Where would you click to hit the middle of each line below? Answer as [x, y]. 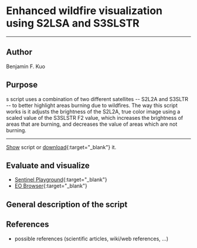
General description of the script [67, 204]
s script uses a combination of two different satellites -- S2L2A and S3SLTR [97, 99]
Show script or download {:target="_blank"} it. [61, 147]
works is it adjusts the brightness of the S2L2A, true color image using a [93, 111]
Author [19, 52]
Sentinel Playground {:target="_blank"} [61, 180]
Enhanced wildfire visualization [84, 11]
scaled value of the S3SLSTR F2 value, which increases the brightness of [95, 118]
